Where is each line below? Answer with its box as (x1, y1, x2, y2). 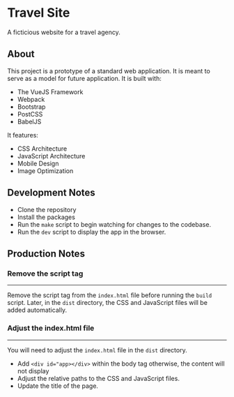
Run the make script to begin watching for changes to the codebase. (17, 220, 211, 228)
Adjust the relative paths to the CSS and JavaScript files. (17, 374, 180, 382)
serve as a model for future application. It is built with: (7, 74, 162, 82)
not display (17, 366, 49, 375)
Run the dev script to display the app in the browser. (17, 227, 166, 236)
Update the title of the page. (17, 382, 99, 390)
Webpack (17, 95, 45, 103)
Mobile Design (17, 159, 59, 167)
